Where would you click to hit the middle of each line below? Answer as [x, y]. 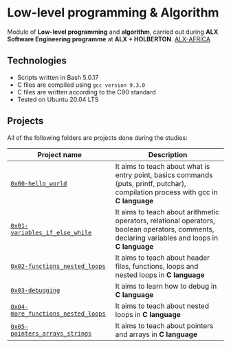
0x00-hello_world [39, 183]
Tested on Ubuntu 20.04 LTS [58, 99]
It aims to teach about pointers [164, 325]
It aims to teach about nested [162, 306]
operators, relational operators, [165, 221]
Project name [60, 154]
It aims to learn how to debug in [166, 286]
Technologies [37, 61]
